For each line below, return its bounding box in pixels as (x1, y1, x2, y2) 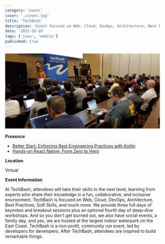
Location (5, 158, 24, 164)
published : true (5, 39, 38, 44)
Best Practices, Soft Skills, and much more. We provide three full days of (5, 202, 152, 208)
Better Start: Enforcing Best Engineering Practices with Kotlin (12, 143, 136, 149)
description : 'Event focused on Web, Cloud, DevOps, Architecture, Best (5, 24, 157, 29)
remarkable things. (5, 234, 43, 240)
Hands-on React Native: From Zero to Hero (12, 148, 99, 154)
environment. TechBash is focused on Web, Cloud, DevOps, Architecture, (5, 197, 154, 203)
